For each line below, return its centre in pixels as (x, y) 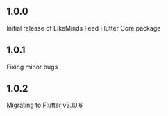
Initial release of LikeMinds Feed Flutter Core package (84, 28)
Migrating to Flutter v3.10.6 (45, 105)
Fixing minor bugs (32, 67)
